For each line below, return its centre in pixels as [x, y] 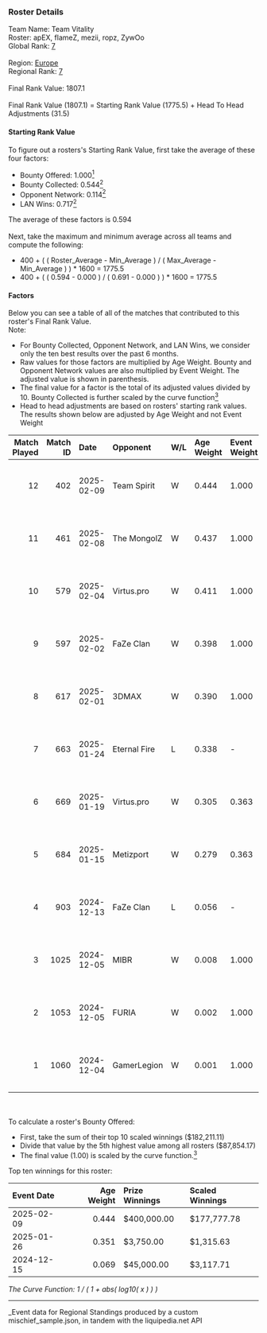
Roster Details [36, 12]
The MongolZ [137, 538]
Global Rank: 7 [32, 46]
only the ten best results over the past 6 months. [99, 354]
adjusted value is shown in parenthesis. [84, 379]
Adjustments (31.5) [39, 114]
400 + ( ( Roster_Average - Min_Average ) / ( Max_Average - [118, 260]
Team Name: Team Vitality [51, 29]
